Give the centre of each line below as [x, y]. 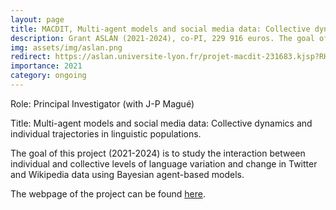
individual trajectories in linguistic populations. [106, 133]
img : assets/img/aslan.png [66, 47]
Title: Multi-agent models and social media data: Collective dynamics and [161, 123]
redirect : [31, 57]
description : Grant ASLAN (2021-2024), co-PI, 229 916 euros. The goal [162, 38]
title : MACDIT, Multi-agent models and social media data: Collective [160, 29]
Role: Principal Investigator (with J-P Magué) [102, 103]
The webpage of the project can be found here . [108, 193]
